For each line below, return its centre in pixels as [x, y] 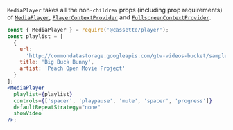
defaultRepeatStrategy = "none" [57, 107]
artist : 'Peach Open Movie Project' [73, 68]
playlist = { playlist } [43, 94]
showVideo [27, 113]
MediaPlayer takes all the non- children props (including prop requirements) [115, 10]
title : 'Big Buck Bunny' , [57, 62]
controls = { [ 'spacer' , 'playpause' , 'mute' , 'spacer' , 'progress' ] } [113, 101]
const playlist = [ [35, 36]
